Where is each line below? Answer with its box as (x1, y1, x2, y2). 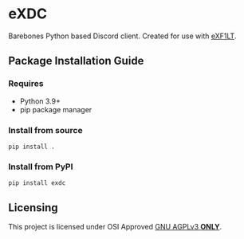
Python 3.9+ (19, 96, 61, 106)
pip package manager (19, 104, 92, 114)
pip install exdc (8, 179, 66, 187)
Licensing (8, 201, 58, 214)
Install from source (8, 124, 83, 135)
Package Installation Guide (8, 54, 144, 68)
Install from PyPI (8, 161, 73, 172)
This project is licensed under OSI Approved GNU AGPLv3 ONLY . (8, 222, 222, 232)
